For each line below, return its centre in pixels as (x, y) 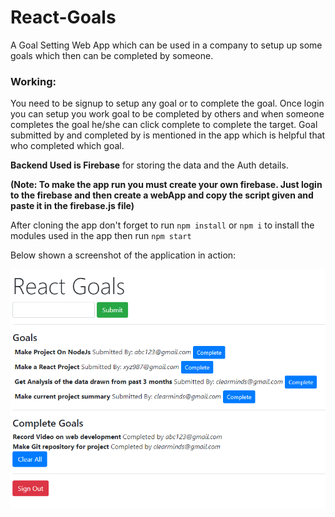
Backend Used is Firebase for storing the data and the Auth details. (149, 165)
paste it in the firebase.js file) (72, 206)
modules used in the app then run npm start (101, 236)
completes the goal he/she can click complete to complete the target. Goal (164, 125)
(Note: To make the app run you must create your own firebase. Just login (166, 185)
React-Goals (63, 17)
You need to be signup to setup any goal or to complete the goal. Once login (167, 103)
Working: (33, 81)
